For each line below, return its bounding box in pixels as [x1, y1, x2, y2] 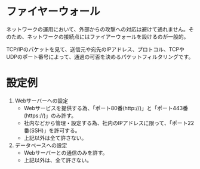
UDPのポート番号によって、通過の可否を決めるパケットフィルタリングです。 [6, 53, 194, 60]
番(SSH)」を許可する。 [23, 127, 81, 134]
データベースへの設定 [14, 142, 67, 149]
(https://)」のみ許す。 [23, 112, 76, 119]
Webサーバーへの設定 [14, 97, 69, 104]
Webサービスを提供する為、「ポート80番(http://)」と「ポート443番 [23, 104, 188, 111]
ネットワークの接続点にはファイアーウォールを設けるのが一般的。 [26, 33, 189, 40]
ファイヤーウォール [6, 5, 100, 18]
